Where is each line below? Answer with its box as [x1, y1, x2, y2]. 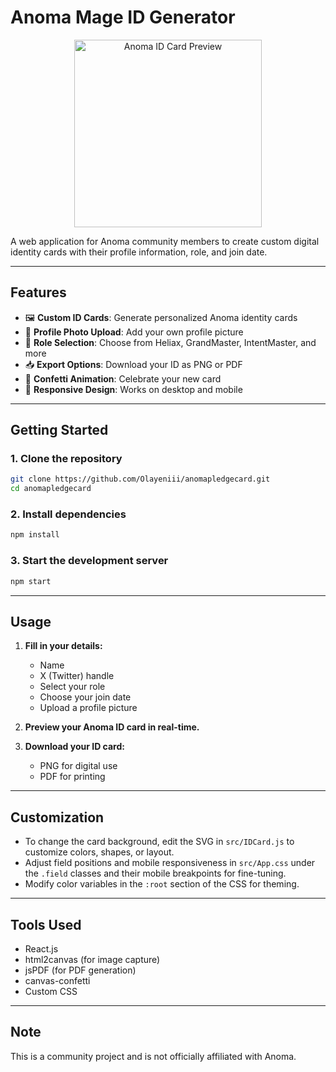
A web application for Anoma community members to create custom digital [10, 235, 320, 247]
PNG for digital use [39, 760, 118, 772]
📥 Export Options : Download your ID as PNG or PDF [24, 358, 243, 370]
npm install [10, 530, 60, 540]
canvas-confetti [24, 974, 91, 986]
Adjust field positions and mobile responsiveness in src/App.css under [24, 857, 316, 869]
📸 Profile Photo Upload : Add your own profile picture [24, 326, 244, 338]
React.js [24, 942, 59, 955]
